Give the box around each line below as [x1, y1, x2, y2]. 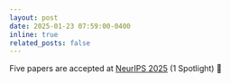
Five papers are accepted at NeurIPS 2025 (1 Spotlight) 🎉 [9, 63, 223, 74]
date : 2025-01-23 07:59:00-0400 [9, 22, 131, 31]
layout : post [9, 13, 59, 23]
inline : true [9, 30, 59, 39]
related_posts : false [9, 38, 91, 48]
